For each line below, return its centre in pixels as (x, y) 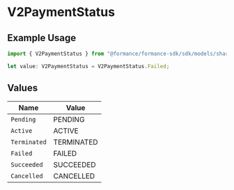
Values (23, 88)
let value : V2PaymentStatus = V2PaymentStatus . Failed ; (88, 66)
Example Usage (42, 38)
